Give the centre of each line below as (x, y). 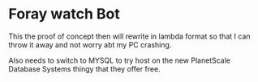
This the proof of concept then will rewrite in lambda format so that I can (129, 36)
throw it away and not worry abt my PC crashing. (90, 44)
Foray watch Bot (64, 14)
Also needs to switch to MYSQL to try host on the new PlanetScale (120, 60)
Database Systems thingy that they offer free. (84, 68)
